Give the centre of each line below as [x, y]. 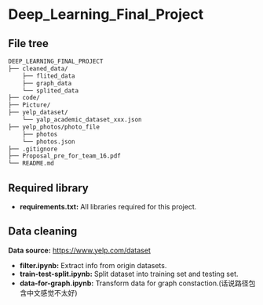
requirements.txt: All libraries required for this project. [108, 206]
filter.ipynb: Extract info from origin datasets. [93, 265]
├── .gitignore [33, 149]
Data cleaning [43, 232]
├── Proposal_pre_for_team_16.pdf [65, 156]
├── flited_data [49, 76]
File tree [28, 44]
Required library [48, 188]
